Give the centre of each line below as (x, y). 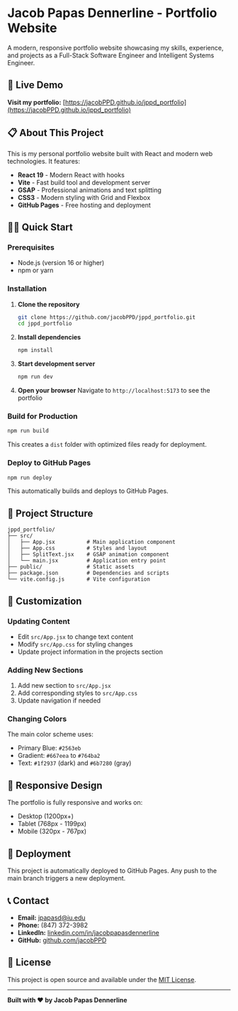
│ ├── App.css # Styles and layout (77, 548)
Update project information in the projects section (90, 652)
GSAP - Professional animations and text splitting (89, 190)
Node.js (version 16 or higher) (61, 263)
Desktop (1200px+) (46, 816)
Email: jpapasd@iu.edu (52, 917)
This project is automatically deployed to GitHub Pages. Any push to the (112, 871)
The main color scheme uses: (50, 734)
